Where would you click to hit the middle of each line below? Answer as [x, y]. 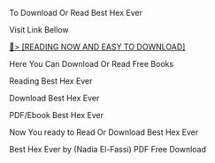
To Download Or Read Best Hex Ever [76, 13]
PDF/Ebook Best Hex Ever [57, 115]
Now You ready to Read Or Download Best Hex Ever [104, 132]
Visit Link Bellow [39, 30]
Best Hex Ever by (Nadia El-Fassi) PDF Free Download [107, 149]
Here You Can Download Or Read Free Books [92, 64]
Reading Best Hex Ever [51, 81]
